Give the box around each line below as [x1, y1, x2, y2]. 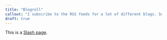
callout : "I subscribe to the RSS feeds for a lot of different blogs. [5, 12, 157, 17]
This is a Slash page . [5, 30, 48, 36]
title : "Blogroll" [5, 7, 43, 12]
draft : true [5, 16, 30, 21]
